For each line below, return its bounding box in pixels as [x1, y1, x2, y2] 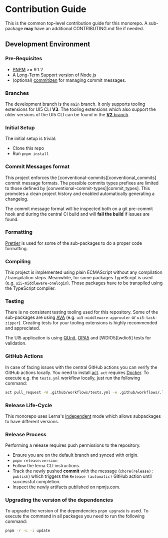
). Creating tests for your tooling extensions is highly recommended [18, 320, 157, 326]
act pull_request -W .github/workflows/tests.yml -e [5, 390, 117, 395]
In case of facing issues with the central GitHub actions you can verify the [5, 364, 157, 370]
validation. [5, 340, 26, 346]
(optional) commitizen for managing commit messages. [12, 77, 126, 83]
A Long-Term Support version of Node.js [12, 72, 96, 78]
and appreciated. [5, 325, 40, 331]
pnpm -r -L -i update [5, 528, 50, 533]
